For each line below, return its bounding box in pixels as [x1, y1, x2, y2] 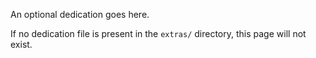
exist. [10, 39, 33, 50]
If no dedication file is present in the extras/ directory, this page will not [10, 28, 307, 39]
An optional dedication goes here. [10, 9, 150, 20]
